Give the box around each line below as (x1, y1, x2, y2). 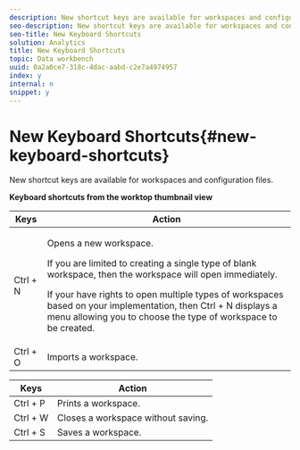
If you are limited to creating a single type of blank (46, 257, 257, 270)
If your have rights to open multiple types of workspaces (46, 288, 284, 301)
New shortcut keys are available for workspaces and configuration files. (9, 175, 274, 186)
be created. (46, 322, 96, 335)
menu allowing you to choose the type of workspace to (46, 311, 278, 323)
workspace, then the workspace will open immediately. (46, 269, 279, 281)
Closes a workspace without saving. (56, 412, 209, 424)
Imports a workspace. (46, 351, 138, 363)
